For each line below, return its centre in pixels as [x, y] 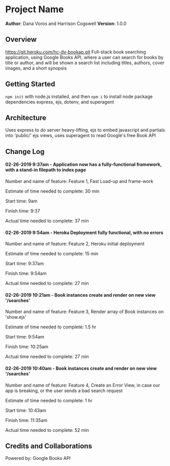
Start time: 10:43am [26, 410]
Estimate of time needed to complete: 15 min [52, 254]
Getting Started [30, 84]
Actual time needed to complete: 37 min [47, 221]
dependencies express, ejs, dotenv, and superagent [60, 102]
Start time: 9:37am [25, 264]
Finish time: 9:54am [26, 273]
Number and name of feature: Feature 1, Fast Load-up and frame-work [79, 181]
